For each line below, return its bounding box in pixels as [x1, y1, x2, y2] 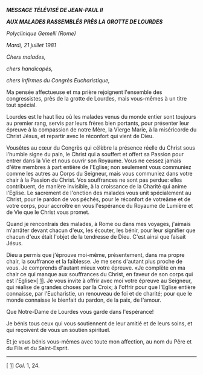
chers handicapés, [6, 65, 53, 72]
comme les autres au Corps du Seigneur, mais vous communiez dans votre [6, 170, 193, 177]
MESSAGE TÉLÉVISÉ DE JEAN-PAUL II [6, 7, 103, 13]
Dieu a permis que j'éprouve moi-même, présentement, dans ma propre [6, 251, 185, 258]
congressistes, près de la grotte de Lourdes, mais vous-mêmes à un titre [6, 95, 187, 102]
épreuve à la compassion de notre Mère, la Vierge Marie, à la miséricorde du [6, 126, 197, 133]
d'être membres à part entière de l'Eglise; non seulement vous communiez [6, 164, 192, 170]
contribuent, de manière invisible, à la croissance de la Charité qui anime [6, 183, 187, 190]
